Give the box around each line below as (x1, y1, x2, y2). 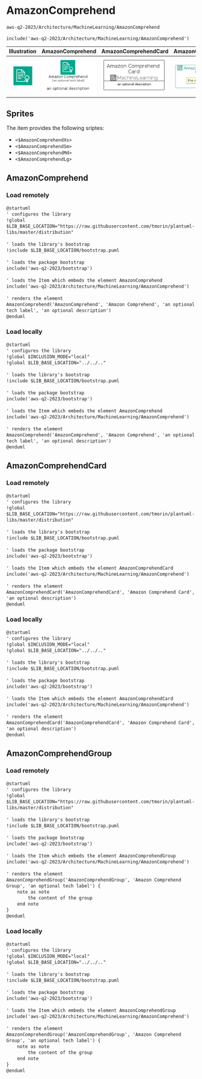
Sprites (6, 108, 34, 119)
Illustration (8, 48, 37, 55)
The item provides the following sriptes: (6, 125, 105, 132)
